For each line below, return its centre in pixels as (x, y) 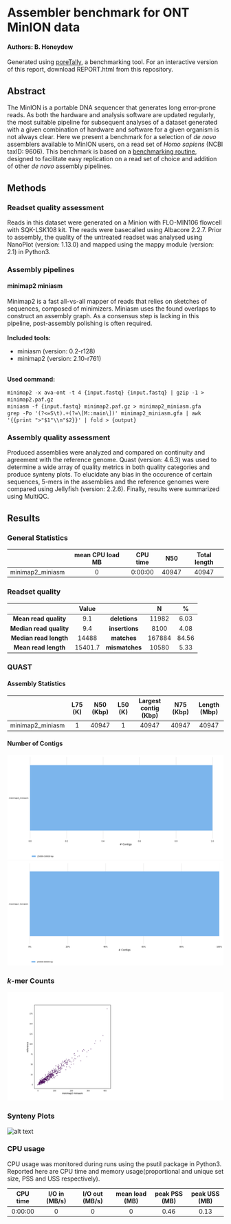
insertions (124, 628)
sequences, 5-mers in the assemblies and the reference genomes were (108, 482)
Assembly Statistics (36, 684)
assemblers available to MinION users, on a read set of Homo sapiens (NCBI (115, 144)
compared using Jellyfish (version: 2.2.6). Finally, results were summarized (113, 489)
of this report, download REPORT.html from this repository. (90, 70)
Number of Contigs (35, 743)
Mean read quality (40, 619)
